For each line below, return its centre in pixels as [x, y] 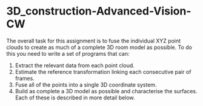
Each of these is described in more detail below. [75, 98]
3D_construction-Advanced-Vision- [99, 11]
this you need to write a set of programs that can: [68, 53]
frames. [25, 78]
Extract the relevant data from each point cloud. [75, 65]
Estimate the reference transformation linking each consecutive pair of [103, 71]
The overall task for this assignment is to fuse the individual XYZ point [94, 41]
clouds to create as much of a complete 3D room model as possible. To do [99, 47]
